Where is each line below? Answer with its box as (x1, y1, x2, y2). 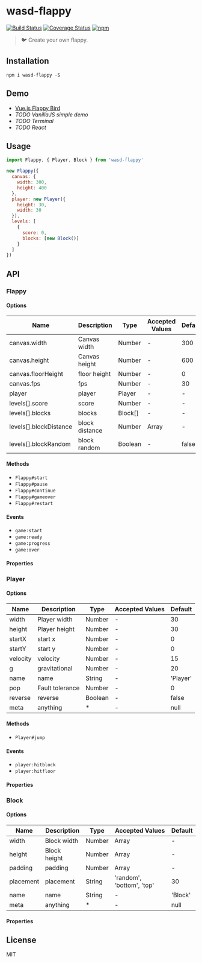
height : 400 (17, 185, 47, 191)
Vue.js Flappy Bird (14, 104, 61, 112)
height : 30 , (17, 202, 47, 208)
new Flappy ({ (6, 168, 39, 174)
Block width (44, 837, 79, 845)
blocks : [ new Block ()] (22, 235, 79, 241)
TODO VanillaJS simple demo (14, 110, 88, 118)
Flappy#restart (14, 500, 54, 506)
